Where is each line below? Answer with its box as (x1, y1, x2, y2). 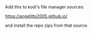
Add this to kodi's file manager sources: (5, 4, 85, 10)
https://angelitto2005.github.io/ (5, 13, 68, 19)
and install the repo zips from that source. (5, 22, 89, 28)
